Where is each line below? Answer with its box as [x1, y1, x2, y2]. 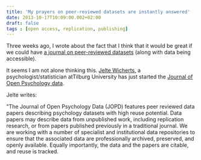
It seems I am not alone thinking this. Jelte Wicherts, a [6, 67, 141, 74]
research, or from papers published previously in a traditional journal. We [6, 122, 188, 130]
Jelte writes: [6, 91, 37, 98]
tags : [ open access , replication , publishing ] [6, 25, 129, 32]
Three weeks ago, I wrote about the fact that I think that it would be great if [6, 42, 193, 50]
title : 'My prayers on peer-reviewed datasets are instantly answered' [6, 8, 190, 15]
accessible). [6, 55, 37, 62]
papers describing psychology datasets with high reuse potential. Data [6, 109, 182, 117]
